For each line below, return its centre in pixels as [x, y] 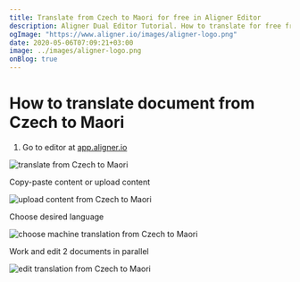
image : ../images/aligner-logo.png [75, 51]
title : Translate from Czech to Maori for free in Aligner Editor [135, 17]
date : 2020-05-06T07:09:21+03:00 [71, 43]
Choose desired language [57, 217]
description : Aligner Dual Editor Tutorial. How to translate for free [145, 26]
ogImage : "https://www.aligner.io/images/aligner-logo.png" [124, 34]
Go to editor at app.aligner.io [75, 147]
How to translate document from [132, 103]
